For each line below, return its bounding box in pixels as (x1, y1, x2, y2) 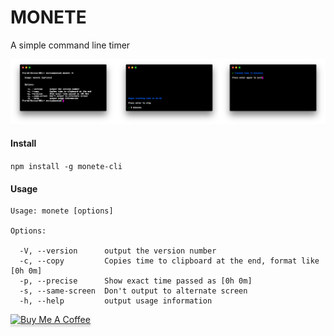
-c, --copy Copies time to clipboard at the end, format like (19, 256, 320, 266)
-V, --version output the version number (19, 246, 217, 256)
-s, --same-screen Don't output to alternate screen (19, 286, 248, 296)
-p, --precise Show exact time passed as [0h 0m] (19, 276, 253, 286)
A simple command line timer (10, 39, 131, 51)
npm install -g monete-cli (10, 161, 123, 171)
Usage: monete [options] (10, 206, 114, 216)
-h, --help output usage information (19, 296, 213, 306)
